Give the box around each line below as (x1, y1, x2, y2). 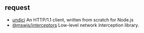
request (5, 3, 30, 12)
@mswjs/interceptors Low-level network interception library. (12, 22, 139, 28)
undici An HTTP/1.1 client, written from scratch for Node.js (12, 16, 134, 22)
